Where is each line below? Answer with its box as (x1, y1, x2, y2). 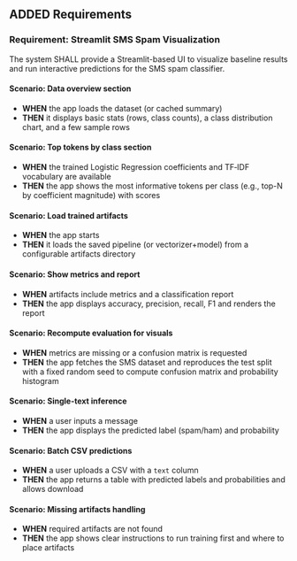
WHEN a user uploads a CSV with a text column (21, 465, 199, 476)
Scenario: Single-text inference (9, 396, 127, 406)
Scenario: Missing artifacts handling (9, 503, 146, 514)
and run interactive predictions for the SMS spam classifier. (9, 63, 225, 73)
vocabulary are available (21, 172, 112, 182)
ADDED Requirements (9, 7, 133, 22)
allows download (21, 484, 84, 495)
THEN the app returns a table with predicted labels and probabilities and (21, 474, 286, 485)
